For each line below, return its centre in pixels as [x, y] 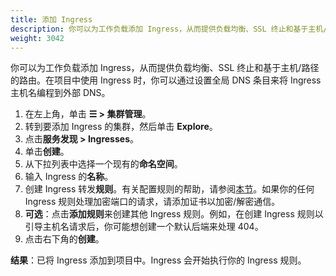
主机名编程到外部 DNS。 [60, 93]
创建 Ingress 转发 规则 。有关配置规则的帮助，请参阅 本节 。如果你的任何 [169, 189]
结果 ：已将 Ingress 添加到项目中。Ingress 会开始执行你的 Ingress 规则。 [158, 260]
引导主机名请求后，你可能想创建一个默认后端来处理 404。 [144, 227]
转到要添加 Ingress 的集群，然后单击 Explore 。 [121, 127]
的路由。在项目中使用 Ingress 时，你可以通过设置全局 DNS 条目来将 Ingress [166, 80]
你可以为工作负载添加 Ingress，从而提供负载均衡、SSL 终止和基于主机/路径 [165, 68]
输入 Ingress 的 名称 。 [69, 177]
